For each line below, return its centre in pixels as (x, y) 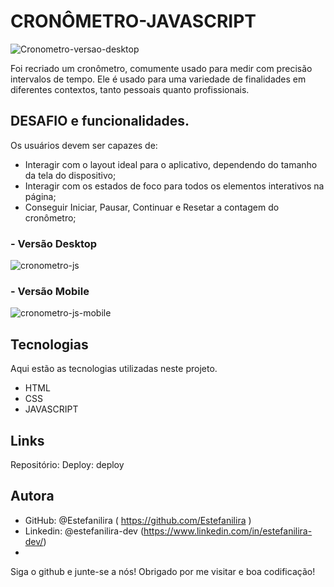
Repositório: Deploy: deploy (67, 464)
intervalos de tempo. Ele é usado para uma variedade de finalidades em (158, 79)
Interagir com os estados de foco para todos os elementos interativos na (174, 186)
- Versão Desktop (54, 243)
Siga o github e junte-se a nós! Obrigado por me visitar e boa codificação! (163, 571)
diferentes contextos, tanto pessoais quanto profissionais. (130, 89)
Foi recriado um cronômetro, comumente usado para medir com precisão (161, 68)
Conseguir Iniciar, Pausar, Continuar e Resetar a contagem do (152, 207)
